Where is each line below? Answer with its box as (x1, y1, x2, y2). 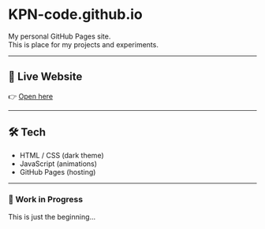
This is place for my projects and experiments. (8, 39, 159, 49)
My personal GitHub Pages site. (8, 31, 111, 41)
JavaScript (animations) (19, 159, 97, 168)
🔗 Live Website (8, 70, 83, 83)
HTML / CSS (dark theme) (19, 150, 104, 160)
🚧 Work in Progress (8, 194, 84, 205)
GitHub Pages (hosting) (19, 167, 96, 176)
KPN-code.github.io (8, 6, 144, 24)
